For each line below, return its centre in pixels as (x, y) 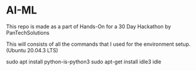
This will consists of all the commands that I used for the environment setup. (98, 44)
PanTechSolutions (28, 32)
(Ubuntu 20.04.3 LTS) (32, 50)
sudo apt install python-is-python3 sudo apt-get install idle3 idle (84, 62)
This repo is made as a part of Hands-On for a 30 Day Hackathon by (89, 26)
